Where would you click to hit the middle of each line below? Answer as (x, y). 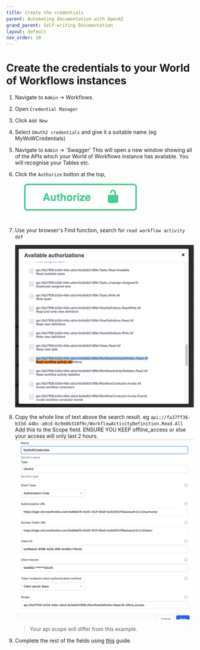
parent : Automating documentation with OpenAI (65, 19)
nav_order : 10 (24, 38)
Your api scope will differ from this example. (84, 629)
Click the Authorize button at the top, (60, 174)
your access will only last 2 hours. (56, 436)
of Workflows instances (66, 81)
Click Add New (31, 121)
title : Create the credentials (45, 13)
